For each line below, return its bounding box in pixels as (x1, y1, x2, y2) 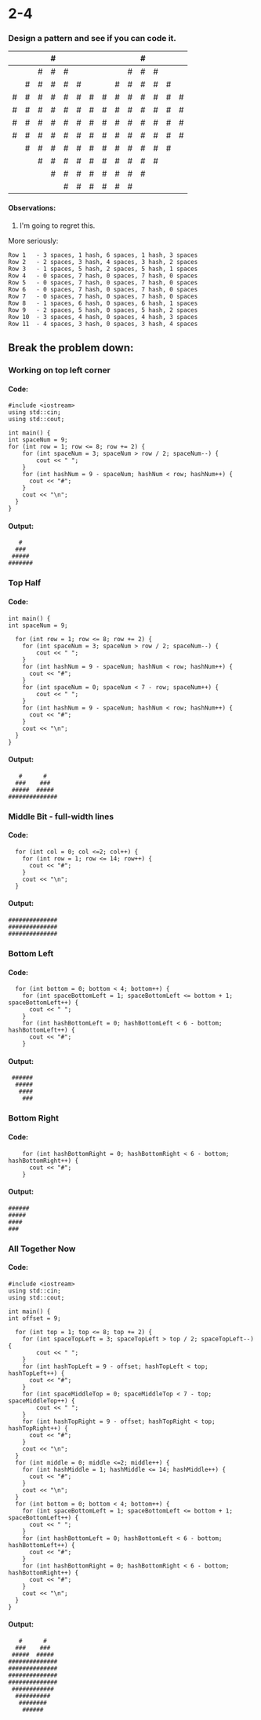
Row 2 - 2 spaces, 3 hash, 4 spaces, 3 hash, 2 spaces (8, 258, 198, 266)
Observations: (8, 204, 56, 213)
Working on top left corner (8, 365, 111, 376)
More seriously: (8, 236, 59, 245)
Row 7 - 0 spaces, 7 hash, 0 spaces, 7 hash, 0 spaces (8, 292, 198, 300)
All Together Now (8, 1243, 76, 1254)
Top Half (8, 578, 42, 589)
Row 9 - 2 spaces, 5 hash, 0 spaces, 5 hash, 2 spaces (8, 306, 198, 314)
